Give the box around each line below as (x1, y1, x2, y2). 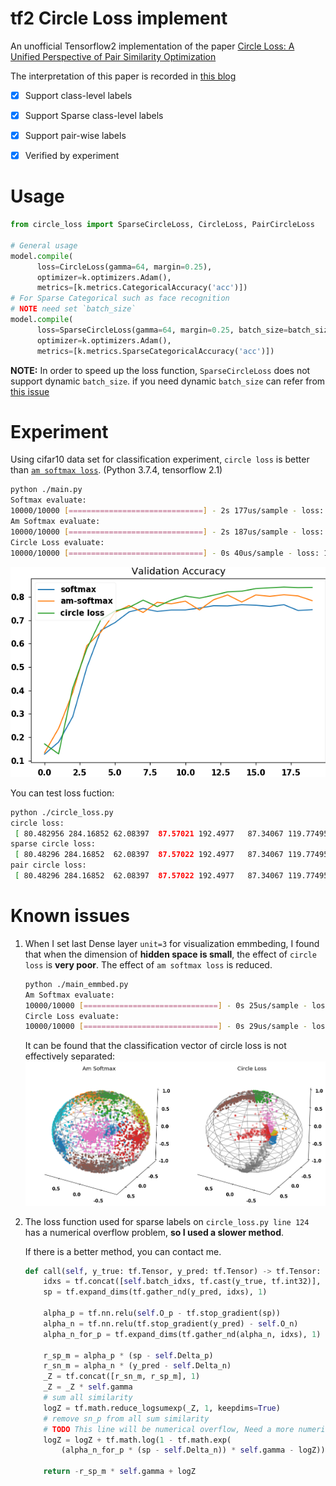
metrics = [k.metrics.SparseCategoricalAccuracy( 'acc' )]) (36, 346, 275, 356)
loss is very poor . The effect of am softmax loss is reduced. (24, 958, 273, 971)
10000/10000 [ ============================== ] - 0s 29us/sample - (24, 1022, 308, 1032)
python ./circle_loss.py (10, 807, 114, 817)
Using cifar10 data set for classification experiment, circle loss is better (10, 453, 310, 466)
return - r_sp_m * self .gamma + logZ (43, 1467, 196, 1477)
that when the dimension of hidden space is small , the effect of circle (24, 948, 317, 960)
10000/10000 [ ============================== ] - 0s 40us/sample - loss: (10, 548, 320, 558)
